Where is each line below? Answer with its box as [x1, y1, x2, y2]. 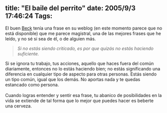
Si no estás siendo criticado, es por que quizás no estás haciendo [17, 45, 154, 51]
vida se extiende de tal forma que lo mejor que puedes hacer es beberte [5, 97, 154, 103]
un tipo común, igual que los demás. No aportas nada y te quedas [5, 76, 141, 82]
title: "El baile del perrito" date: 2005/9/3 [5, 4, 136, 12]
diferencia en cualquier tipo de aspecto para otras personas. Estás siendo [5, 71, 157, 77]
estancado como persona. [5, 81, 59, 87]
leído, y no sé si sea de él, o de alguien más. [5, 35, 96, 41]
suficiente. [17, 50, 39, 56]
